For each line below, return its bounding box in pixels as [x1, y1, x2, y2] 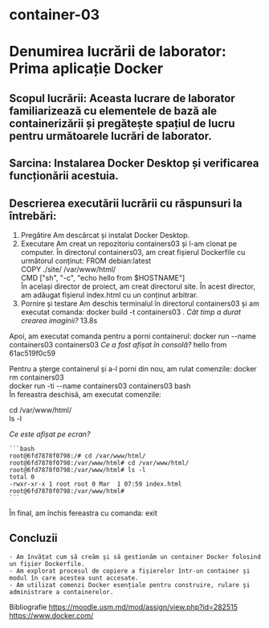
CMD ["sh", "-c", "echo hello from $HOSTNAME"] [20, 273, 185, 282]
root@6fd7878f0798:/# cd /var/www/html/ [9, 452, 147, 460]
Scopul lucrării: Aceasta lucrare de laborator [9, 91, 235, 105]
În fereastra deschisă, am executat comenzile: [9, 389, 161, 399]
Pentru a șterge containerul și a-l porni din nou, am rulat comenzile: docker [9, 363, 258, 373]
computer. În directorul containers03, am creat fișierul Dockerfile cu [20, 247, 246, 257]
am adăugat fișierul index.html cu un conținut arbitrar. [20, 289, 198, 299]
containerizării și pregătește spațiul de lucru [9, 117, 235, 130]
